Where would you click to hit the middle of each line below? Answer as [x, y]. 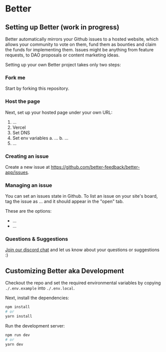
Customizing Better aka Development [64, 271]
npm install [17, 307]
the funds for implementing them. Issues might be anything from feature [79, 50]
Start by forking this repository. [37, 88]
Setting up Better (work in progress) [62, 27]
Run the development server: [35, 326]
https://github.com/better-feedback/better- [95, 167]
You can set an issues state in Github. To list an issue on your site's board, [81, 196]
